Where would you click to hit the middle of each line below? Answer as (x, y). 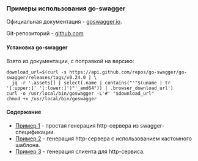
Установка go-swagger (37, 47)
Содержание (24, 112)
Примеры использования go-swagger (66, 9)
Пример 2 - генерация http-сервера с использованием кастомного (104, 139)
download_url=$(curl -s (37, 72)
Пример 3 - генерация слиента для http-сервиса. (80, 151)
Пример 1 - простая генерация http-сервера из (77, 125)
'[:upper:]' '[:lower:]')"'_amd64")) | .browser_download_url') (90, 88)
